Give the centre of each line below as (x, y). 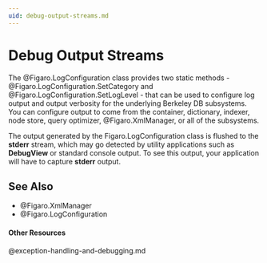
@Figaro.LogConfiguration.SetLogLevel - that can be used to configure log (132, 95)
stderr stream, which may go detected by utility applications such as (121, 144)
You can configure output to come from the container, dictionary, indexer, (129, 111)
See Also (31, 186)
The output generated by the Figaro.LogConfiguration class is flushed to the (133, 136)
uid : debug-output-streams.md (59, 16)
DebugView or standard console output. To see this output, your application (134, 152)
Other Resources (37, 233)
